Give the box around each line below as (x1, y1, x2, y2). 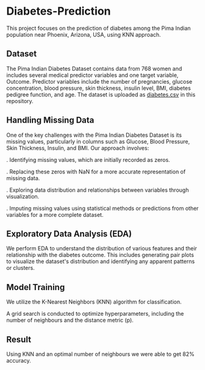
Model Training (6, 282, 65, 292)
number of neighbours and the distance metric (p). (6, 316, 134, 324)
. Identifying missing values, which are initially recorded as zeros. (6, 156, 170, 163)
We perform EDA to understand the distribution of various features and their (6, 245, 197, 252)
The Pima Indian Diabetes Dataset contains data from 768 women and (6, 65, 182, 72)
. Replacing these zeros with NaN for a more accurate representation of (6, 168, 186, 175)
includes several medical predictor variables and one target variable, (6, 71, 179, 79)
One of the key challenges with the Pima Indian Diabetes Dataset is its (6, 131, 182, 139)
